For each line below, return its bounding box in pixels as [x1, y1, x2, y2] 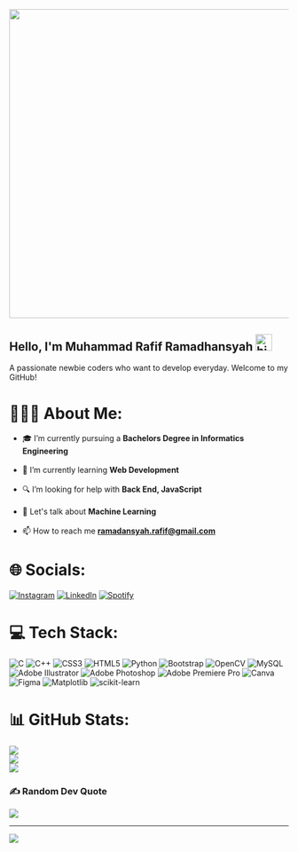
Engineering [21, 446, 69, 456]
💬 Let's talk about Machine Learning [21, 506, 157, 517]
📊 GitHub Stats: [9, 710, 130, 730]
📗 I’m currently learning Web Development [21, 465, 179, 476]
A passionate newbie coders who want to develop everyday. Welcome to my [9, 363, 288, 374]
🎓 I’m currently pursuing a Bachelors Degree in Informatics [21, 433, 245, 444]
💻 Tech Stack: [9, 623, 119, 643]
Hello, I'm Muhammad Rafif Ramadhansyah [9, 339, 254, 354]
